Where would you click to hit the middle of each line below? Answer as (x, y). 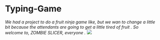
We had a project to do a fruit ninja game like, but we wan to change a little (80, 22)
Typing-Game (33, 9)
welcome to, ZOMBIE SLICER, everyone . (45, 32)
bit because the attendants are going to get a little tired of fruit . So (72, 27)
